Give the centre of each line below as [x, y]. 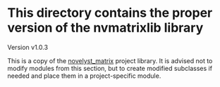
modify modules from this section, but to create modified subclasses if [110, 68]
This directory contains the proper [110, 13]
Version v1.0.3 [28, 47]
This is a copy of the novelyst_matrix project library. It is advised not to [110, 60]
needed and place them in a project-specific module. [84, 76]
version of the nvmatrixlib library [105, 28]
